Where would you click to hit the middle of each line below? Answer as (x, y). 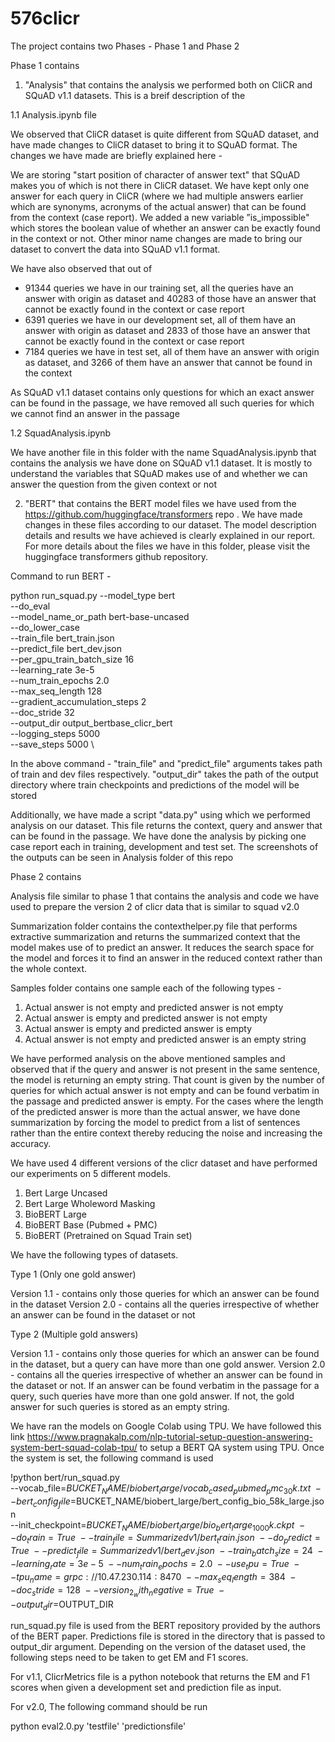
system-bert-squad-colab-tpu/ (74, 1447)
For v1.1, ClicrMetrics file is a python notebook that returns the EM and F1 (160, 1677)
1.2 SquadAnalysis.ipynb (61, 433)
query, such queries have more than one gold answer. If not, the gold (152, 1396)
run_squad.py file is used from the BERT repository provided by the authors (165, 1626)
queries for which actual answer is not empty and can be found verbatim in (165, 1090)
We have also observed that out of (81, 268)
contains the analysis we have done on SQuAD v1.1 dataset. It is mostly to (161, 463)
